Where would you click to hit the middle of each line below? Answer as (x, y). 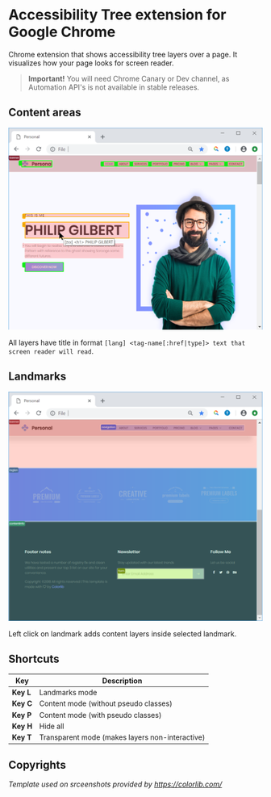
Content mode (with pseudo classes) (100, 715)
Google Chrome (62, 32)
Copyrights (37, 765)
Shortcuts (34, 659)
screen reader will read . (51, 351)
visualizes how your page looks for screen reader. (92, 63)
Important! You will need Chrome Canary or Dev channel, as (129, 78)
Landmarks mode (68, 693)
